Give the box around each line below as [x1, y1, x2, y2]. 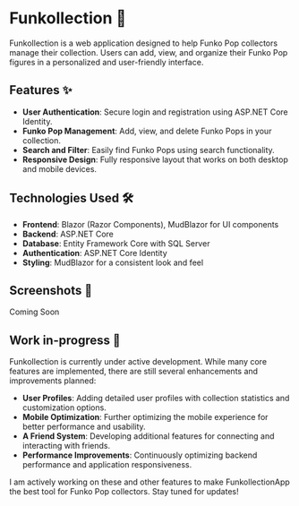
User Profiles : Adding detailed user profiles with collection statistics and [21, 393, 290, 404]
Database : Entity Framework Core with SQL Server [21, 237, 210, 249]
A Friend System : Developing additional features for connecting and [21, 431, 275, 442]
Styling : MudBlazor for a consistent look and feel [21, 257, 204, 268]
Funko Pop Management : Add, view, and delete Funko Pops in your [21, 125, 272, 136]
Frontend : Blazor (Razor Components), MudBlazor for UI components [21, 219, 279, 229]
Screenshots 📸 [9, 282, 93, 298]
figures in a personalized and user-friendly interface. [9, 56, 204, 67]
